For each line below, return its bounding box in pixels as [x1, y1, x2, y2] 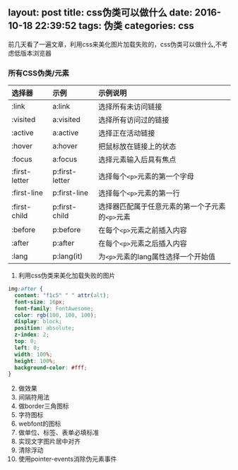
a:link [52, 102, 71, 112]
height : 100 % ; [14, 357, 56, 365]
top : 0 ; [14, 338, 37, 345]
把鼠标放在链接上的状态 [98, 142, 177, 152]
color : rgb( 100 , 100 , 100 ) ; [14, 311, 97, 319]
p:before [52, 225, 81, 235]
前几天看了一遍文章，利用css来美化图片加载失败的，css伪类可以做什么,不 [8, 40, 222, 48]
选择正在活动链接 [98, 128, 155, 138]
